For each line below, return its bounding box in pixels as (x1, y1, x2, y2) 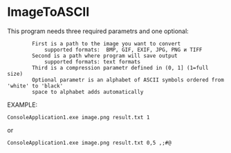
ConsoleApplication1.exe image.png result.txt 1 (7, 114, 150, 121)
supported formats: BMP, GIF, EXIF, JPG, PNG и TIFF (44, 46, 203, 53)
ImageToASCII (7, 4, 90, 20)
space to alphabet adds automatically (32, 88, 144, 95)
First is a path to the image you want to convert (32, 40, 181, 47)
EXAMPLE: (7, 101, 38, 109)
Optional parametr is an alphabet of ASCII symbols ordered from (32, 76, 225, 83)
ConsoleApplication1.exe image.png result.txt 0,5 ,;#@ (7, 139, 172, 146)
